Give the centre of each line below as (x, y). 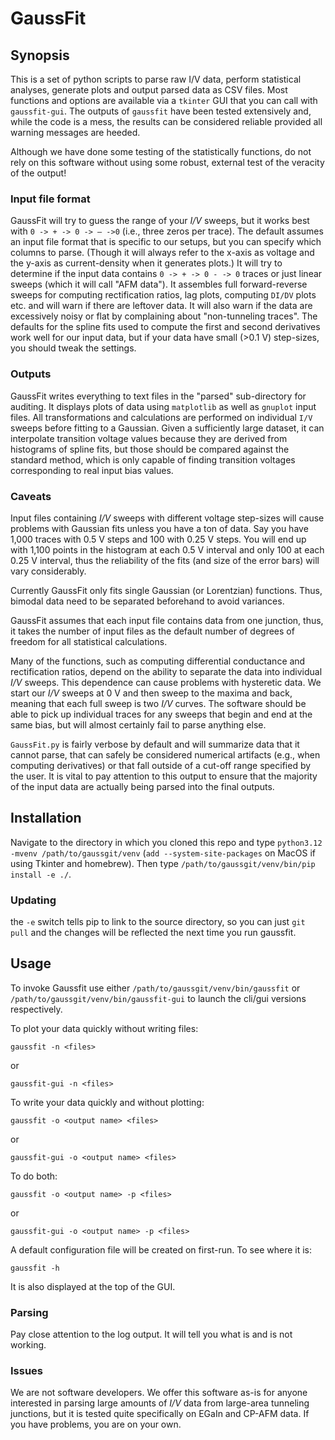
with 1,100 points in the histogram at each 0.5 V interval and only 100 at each (167, 549)
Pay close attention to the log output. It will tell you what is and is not (151, 1334)
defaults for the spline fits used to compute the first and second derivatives (165, 327)
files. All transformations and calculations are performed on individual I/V (161, 417)
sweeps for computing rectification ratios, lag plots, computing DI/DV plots (163, 295)
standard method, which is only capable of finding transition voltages (153, 459)
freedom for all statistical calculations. (89, 641)
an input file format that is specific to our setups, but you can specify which (166, 242)
